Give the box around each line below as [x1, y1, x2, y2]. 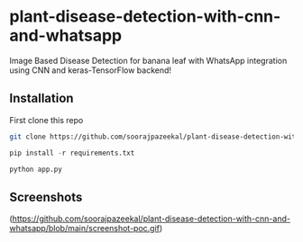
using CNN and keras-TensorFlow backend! [9, 65, 172, 76]
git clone [9, 132, 47, 141]
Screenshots [9, 189, 83, 204]
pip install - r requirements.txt [9, 148, 135, 157]
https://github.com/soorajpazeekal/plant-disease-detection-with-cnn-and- [12, 213, 291, 224]
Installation [9, 91, 74, 106]
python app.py [9, 165, 63, 174]
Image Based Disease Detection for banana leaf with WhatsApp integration [9, 55, 288, 66]
